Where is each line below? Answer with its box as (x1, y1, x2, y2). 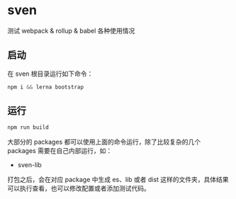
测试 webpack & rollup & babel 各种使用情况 (7, 26, 135, 35)
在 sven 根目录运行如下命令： (7, 69, 94, 78)
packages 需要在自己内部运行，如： (7, 147, 113, 155)
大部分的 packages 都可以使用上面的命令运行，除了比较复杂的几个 (7, 137, 201, 147)
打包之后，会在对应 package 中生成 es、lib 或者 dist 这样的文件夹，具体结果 (7, 176, 229, 184)
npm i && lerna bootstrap (7, 84, 84, 91)
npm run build (7, 124, 50, 131)
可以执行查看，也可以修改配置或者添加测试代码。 (7, 184, 150, 193)
